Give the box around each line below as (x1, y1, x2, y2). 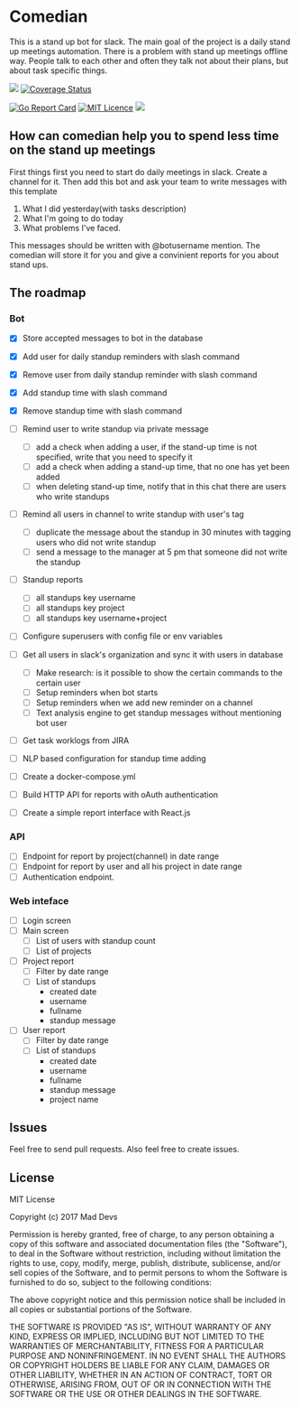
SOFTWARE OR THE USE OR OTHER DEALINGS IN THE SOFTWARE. (9, 1389, 262, 1400)
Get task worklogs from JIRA (22, 734, 130, 746)
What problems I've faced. (22, 222, 122, 233)
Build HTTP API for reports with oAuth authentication (22, 789, 219, 800)
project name (49, 1094, 99, 1104)
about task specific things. (9, 65, 108, 76)
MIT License (9, 1194, 56, 1205)
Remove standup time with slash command (22, 405, 183, 416)
